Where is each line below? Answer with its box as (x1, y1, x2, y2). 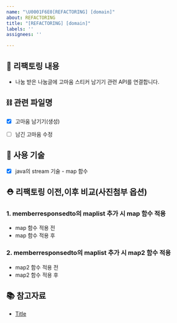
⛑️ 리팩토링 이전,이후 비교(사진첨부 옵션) (6, 187, 147, 198)
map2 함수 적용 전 (15, 263, 59, 271)
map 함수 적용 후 (15, 232, 56, 239)
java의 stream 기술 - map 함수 (15, 167, 88, 175)
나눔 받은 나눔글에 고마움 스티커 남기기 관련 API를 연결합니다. (15, 78, 159, 85)
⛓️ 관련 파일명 (6, 98, 53, 108)
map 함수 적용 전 (15, 224, 56, 232)
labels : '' (6, 26, 34, 32)
